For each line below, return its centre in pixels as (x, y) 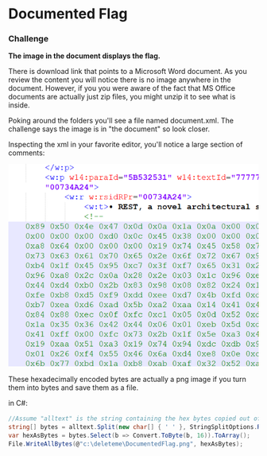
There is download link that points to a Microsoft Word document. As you (128, 72)
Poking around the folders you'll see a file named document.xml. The (121, 121)
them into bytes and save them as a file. (74, 388)
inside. (19, 105)
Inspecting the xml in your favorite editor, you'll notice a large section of (126, 145)
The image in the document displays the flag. (85, 56)
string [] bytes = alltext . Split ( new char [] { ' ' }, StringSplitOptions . (133, 427)
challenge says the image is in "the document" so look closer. (109, 129)
